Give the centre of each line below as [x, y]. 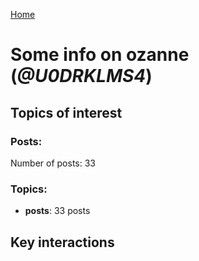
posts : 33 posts [57, 211]
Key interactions [62, 242]
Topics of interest [66, 112]
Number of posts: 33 [53, 163]
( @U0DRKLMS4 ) [81, 76]
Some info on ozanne [100, 55]
